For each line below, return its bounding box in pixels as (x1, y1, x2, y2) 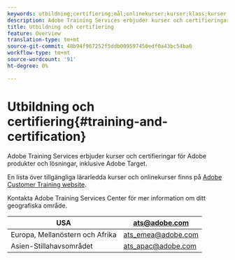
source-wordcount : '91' (7, 56, 77, 63)
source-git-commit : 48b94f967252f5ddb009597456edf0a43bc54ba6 (7, 43, 192, 50)
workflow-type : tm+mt (7, 50, 71, 57)
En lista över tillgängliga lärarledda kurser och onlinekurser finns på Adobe (7, 172, 222, 181)
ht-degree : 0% (7, 62, 49, 69)
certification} (7, 128, 87, 144)
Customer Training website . (7, 180, 87, 189)
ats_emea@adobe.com (123, 229, 199, 239)
